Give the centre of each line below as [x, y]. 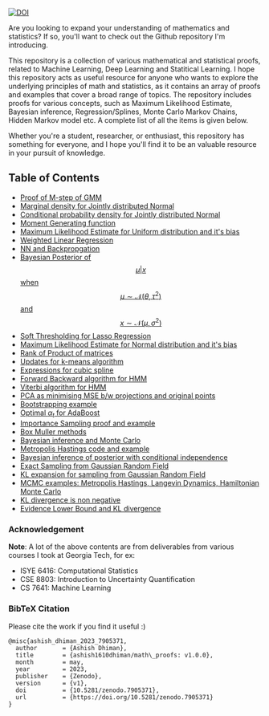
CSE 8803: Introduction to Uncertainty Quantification [107, 580]
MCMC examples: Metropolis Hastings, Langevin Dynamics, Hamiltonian [139, 482]
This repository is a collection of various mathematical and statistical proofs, [134, 61]
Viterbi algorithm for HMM [63, 387]
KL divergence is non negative [70, 500]
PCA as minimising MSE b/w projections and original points [118, 396]
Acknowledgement [46, 529]
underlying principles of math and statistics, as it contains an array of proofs [134, 86]
